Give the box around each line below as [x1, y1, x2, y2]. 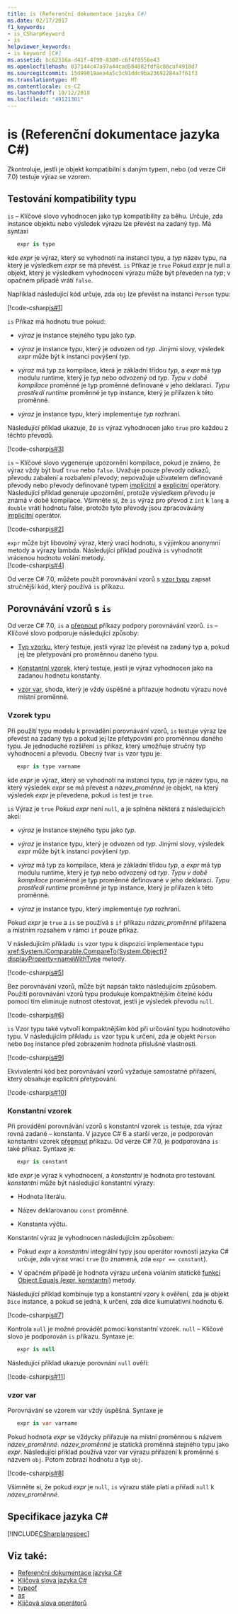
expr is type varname [16, 763, 81, 770]
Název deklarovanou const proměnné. [17, 1205, 129, 1215]
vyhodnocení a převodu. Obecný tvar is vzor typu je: [7, 749, 162, 758]
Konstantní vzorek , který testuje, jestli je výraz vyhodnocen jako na [17, 664, 213, 673]
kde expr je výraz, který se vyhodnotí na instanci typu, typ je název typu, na [7, 775, 229, 784]
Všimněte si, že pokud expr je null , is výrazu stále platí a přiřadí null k [7, 1482, 215, 1491]
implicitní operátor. [7, 511, 62, 519]
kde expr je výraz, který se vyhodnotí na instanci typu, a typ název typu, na [7, 253, 227, 262]
